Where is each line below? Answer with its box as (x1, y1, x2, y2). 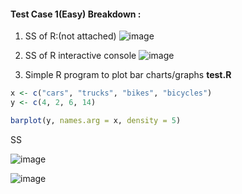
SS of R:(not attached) (24, 30, 117, 42)
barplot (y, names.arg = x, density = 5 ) (10, 115, 182, 125)
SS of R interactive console (24, 50, 137, 62)
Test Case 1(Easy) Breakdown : (10, 8, 142, 20)
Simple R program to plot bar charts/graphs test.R (24, 69, 232, 81)
